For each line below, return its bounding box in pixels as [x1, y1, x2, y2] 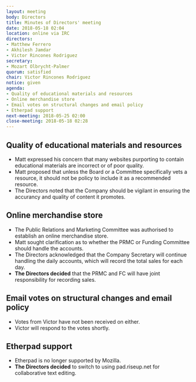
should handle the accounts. [14, 245, 84, 252]
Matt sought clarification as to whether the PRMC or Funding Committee [14, 238, 190, 245]
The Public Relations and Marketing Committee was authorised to [14, 226, 174, 233]
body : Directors [6, 14, 46, 20]
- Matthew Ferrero [6, 42, 51, 48]
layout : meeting [6, 8, 46, 15]
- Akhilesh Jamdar [6, 47, 51, 53]
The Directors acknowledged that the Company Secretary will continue [14, 251, 187, 258]
